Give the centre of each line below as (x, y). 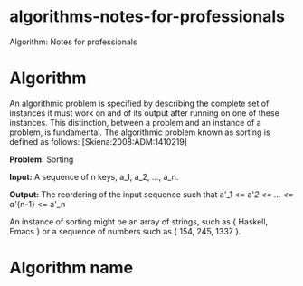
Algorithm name (71, 268)
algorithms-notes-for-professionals (147, 17)
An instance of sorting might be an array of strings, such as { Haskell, (139, 221)
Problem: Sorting (42, 159)
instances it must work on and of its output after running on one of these (145, 113)
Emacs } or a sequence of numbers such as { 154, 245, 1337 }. (125, 231)
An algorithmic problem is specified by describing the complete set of (139, 103)
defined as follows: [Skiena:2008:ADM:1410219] (99, 141)
